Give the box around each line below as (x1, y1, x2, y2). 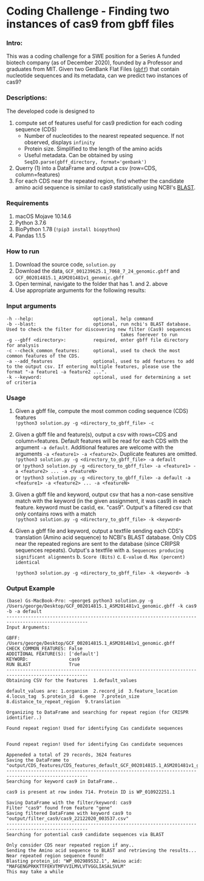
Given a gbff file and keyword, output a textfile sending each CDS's (15, 527, 184, 534)
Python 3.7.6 (15, 219, 47, 226)
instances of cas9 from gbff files (6, 17, 174, 31)
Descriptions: (6, 94, 47, 102)
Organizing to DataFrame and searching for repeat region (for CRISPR (6, 709, 189, 716)
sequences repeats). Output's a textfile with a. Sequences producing (15, 546, 184, 554)
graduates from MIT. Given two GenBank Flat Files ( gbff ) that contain (6, 66, 180, 73)
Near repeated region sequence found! (6, 853, 104, 859)
